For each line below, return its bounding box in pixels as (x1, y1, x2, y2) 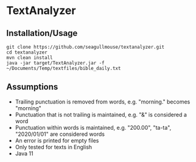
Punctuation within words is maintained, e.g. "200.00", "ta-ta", (15, 124, 172, 131)
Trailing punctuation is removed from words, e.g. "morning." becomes (15, 98, 191, 105)
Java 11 (15, 150, 33, 157)
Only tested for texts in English (15, 143, 93, 150)
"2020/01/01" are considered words (15, 130, 105, 138)
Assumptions (6, 82, 58, 92)
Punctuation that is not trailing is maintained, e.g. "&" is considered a (15, 111, 187, 118)
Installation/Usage (6, 28, 78, 38)
